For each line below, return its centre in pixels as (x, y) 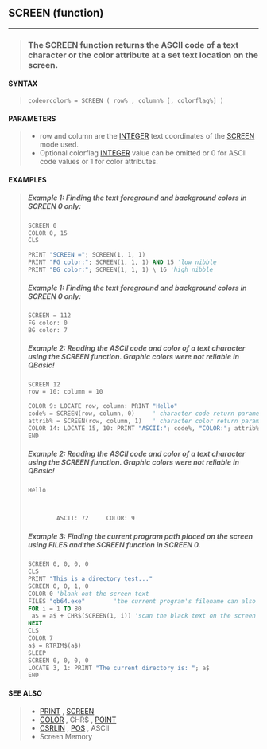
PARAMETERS (32, 118)
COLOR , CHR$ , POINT (78, 720)
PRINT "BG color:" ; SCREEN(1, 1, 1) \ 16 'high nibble (120, 270)
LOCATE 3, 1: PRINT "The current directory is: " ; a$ (118, 668)
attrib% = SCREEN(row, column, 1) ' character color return (133, 422)
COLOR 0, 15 (47, 233)
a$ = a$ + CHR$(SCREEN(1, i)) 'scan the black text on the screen (143, 616)
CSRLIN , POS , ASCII (74, 727)
